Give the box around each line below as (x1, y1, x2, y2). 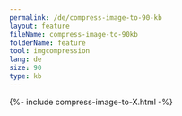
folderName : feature (9, 38, 87, 48)
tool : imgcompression (9, 47, 91, 56)
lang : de (9, 55, 42, 64)
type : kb (9, 72, 42, 81)
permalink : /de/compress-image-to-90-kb (9, 13, 163, 22)
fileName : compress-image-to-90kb (9, 30, 139, 39)
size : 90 (9, 64, 42, 73)
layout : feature (9, 22, 70, 31)
